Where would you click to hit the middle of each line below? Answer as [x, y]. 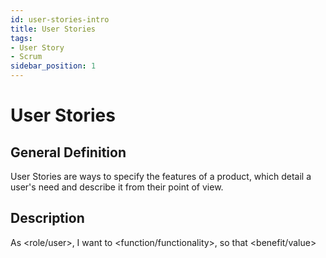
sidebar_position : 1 [53, 66]
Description [47, 218]
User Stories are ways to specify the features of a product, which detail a [161, 176]
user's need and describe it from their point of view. [117, 187]
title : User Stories [53, 29]
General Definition [68, 152]
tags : [21, 38]
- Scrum [26, 57]
